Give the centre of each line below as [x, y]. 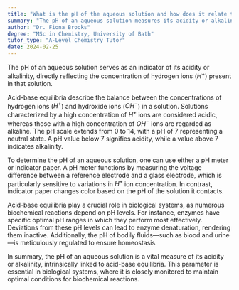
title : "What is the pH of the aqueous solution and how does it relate [117, 14]
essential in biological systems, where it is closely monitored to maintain [113, 272]
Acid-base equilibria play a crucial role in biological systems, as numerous [116, 205]
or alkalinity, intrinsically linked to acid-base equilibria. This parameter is [113, 264]
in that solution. [30, 83]
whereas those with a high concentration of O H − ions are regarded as [110, 123]
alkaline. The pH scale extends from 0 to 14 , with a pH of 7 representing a [115, 131]
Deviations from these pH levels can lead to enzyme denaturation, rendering [119, 227]
